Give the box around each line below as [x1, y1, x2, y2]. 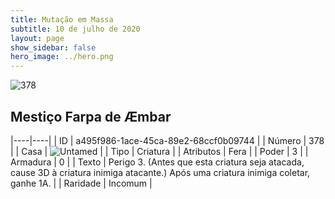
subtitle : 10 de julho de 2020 [10, 24, 141, 34]
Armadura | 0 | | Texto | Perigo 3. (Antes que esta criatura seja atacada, [10, 156, 305, 168]
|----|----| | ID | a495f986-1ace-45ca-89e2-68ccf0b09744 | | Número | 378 [10, 134, 325, 146]
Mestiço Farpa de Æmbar [10, 108, 172, 125]
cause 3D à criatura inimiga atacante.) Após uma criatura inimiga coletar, [10, 166, 311, 178]
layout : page [10, 33, 65, 43]
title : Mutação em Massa [10, 14, 114, 25]
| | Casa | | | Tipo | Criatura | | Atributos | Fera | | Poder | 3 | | [10, 145, 309, 157]
